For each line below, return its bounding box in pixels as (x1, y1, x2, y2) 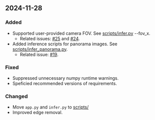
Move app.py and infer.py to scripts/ (12, 104, 89, 110)
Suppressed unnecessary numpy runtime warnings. (12, 75, 119, 81)
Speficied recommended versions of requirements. (12, 80, 117, 86)
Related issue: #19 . (19, 51, 59, 57)
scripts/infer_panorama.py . (12, 46, 68, 52)
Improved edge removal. (12, 110, 63, 116)
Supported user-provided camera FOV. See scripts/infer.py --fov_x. (12, 30, 151, 36)
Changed (5, 93, 28, 100)
